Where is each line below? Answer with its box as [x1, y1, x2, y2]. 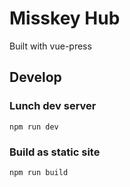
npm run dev [9, 122, 59, 132]
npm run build [9, 167, 69, 177]
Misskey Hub [9, 7, 121, 30]
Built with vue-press [9, 40, 92, 52]
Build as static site [9, 145, 101, 159]
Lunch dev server [9, 99, 97, 113]
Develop [9, 69, 62, 86]
